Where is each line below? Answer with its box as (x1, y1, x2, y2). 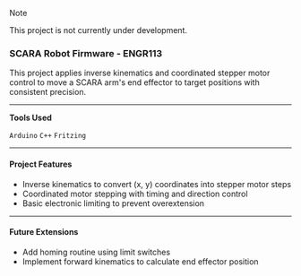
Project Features (9, 159, 73, 169)
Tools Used (9, 112, 52, 124)
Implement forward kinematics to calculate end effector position (21, 255, 259, 267)
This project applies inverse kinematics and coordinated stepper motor (9, 67, 271, 79)
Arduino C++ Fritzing (9, 132, 87, 141)
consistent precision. (9, 87, 87, 98)
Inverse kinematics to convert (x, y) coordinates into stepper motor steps (21, 178, 292, 189)
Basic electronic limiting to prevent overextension (21, 197, 204, 209)
